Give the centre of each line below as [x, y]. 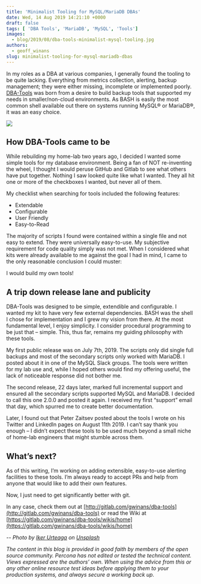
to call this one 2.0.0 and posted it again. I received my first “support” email [99, 400]
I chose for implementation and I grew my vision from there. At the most [95, 320]
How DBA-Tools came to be [58, 142]
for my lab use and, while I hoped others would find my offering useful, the [98, 370]
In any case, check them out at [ [46, 507]
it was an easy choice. [34, 112]
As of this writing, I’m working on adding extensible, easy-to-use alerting [96, 471]
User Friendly [31, 218]
